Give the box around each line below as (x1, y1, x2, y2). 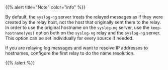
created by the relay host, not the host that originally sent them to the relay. (5, 19, 161, 25)
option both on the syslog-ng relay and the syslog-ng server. (36, 30, 161, 35)
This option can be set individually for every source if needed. (5, 35, 134, 41)
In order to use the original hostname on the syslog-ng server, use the (5, 24, 150, 30)
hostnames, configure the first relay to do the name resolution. (5, 50, 135, 56)
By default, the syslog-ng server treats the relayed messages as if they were (5, 14, 163, 19)
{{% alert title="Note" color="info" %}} (5, 4, 86, 10)
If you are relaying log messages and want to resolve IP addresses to (5, 45, 148, 50)
